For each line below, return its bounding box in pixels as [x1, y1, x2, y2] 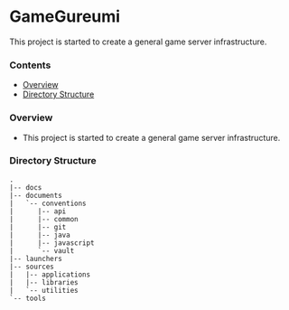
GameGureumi [9, 6, 120, 27]
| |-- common [9, 214, 79, 223]
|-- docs [9, 183, 42, 192]
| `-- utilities [9, 286, 79, 295]
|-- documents [9, 191, 63, 200]
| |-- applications [9, 269, 91, 279]
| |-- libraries [9, 277, 79, 287]
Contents [9, 59, 51, 71]
